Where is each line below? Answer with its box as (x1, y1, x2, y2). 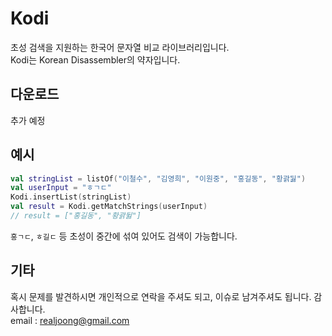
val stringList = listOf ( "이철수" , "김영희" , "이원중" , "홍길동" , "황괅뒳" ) (10, 173, 307, 184)
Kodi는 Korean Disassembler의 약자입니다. (10, 53, 181, 66)
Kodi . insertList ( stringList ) (10, 192, 132, 202)
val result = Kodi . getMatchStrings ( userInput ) (10, 202, 208, 212)
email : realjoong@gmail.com (10, 314, 130, 326)
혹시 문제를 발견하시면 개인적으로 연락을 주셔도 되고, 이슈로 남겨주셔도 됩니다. (10, 290, 312, 302)
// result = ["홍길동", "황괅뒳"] (10, 211, 142, 221)
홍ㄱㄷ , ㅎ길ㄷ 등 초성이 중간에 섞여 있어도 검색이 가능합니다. (10, 230, 238, 242)
